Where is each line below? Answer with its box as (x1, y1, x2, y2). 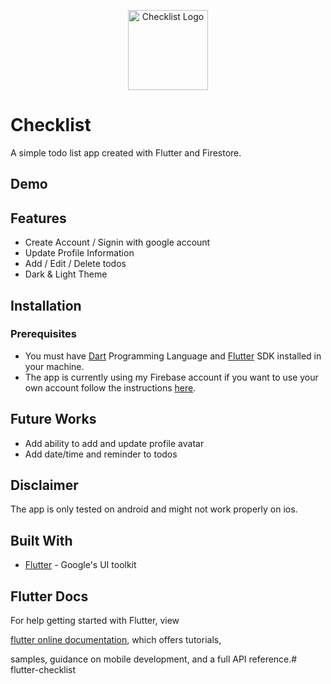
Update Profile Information (24, 247, 135, 259)
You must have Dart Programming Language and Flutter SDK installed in (24, 350, 322, 362)
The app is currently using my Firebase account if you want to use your (24, 371, 319, 383)
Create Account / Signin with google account (24, 236, 211, 249)
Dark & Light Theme (24, 268, 108, 280)
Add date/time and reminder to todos (24, 448, 178, 460)
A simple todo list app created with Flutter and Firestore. (10, 146, 242, 159)
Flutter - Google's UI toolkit (24, 559, 137, 571)
